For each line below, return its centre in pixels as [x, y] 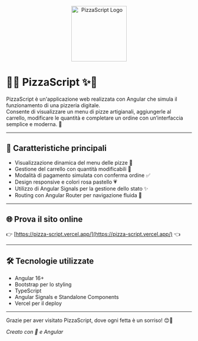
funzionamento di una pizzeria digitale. [53, 105]
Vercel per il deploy [38, 303]
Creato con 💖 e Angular [35, 332]
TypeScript [28, 291]
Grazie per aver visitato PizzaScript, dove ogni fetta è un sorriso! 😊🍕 [90, 320]
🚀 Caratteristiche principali [57, 148]
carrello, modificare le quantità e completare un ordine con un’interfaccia [95, 118]
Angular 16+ [29, 278]
